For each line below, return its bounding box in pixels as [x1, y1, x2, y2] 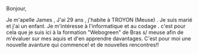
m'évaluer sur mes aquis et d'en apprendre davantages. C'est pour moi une [6, 35, 191, 42]
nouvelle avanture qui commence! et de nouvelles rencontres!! [6, 41, 159, 48]
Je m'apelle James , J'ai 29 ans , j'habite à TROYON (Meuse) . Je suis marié [6, 16, 193, 23]
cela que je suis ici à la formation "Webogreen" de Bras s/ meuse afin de [6, 29, 184, 36]
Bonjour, [6, 5, 27, 12]
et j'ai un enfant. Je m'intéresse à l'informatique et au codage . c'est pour [6, 23, 186, 29]
